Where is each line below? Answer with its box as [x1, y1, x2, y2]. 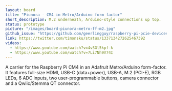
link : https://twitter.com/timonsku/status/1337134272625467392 [5, 36, 145, 41]
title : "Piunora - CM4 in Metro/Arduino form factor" [5, 12, 123, 17]
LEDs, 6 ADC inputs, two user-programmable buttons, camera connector [5, 75, 159, 81]
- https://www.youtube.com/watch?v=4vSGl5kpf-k [10, 45, 114, 50]
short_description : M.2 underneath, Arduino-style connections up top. [5, 17, 161, 22]
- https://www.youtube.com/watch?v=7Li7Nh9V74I [10, 50, 114, 55]
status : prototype [5, 21, 45, 27]
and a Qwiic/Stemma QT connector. [5, 80, 80, 86]
